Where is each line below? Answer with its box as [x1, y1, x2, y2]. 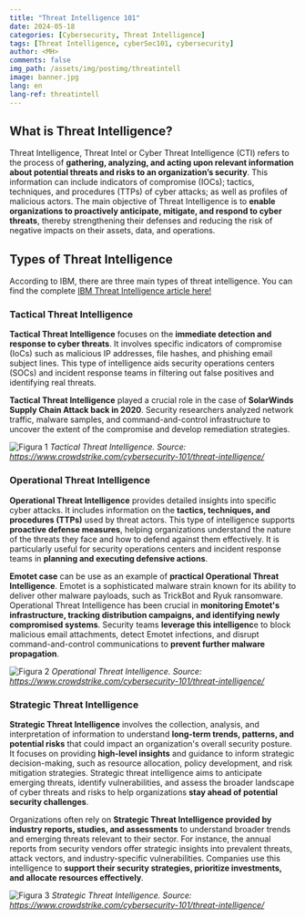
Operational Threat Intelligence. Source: [51, 666, 202, 676]
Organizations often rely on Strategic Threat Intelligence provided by [9, 814, 272, 825]
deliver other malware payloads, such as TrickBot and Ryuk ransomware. [9, 590, 284, 601]
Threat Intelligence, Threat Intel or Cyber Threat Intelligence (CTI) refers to [9, 148, 290, 159]
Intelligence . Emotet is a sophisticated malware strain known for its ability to [9, 580, 297, 591]
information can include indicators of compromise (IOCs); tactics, [9, 177, 255, 188]
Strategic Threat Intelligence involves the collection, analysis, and [9, 719, 259, 730]
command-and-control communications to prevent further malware [9, 638, 266, 649]
